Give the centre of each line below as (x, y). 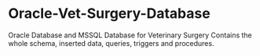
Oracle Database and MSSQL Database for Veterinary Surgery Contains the (130, 35)
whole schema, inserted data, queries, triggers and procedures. (111, 43)
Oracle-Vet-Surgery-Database (109, 14)
